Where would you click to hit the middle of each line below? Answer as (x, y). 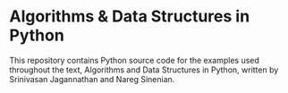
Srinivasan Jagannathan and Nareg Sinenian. (92, 79)
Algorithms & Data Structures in (130, 17)
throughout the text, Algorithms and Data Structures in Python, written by (144, 70)
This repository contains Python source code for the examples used (134, 60)
